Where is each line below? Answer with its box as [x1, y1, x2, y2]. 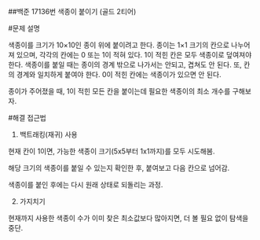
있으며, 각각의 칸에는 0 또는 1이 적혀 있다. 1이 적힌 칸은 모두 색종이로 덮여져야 [16, 50, 252, 59]
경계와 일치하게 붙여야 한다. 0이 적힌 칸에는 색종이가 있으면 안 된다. [16, 70, 222, 79]
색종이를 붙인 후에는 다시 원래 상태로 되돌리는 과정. [8, 180, 163, 189]
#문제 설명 [8, 24, 41, 33]
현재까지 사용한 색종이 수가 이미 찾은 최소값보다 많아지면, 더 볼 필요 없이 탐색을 [8, 213, 249, 223]
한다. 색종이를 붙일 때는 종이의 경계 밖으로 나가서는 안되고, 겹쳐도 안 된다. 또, [8, 60, 242, 69]
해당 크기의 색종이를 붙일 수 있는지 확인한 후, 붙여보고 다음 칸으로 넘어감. [8, 164, 230, 172]
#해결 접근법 [8, 113, 47, 122]
